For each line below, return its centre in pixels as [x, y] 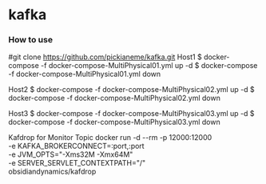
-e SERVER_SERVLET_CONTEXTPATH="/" [77, 163]
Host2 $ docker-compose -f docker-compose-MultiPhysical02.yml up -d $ [131, 90]
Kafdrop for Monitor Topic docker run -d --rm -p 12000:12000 [110, 138]
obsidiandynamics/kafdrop [52, 172]
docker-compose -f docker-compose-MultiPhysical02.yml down [115, 98]
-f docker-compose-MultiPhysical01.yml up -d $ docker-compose [149, 66]
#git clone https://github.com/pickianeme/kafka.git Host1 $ [105, 57]
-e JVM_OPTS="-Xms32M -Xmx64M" [71, 154]
